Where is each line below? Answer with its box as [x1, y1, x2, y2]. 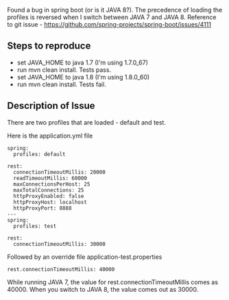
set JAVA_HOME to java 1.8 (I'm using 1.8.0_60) [16, 73, 150, 81]
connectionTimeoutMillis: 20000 [13, 168, 106, 175]
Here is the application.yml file [7, 132, 93, 140]
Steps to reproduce [7, 40, 91, 52]
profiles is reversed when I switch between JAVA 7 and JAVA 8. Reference [7, 13, 217, 21]
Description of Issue [7, 100, 95, 112]
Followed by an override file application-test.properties [7, 253, 162, 261]
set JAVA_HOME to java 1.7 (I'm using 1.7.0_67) [16, 58, 149, 66]
